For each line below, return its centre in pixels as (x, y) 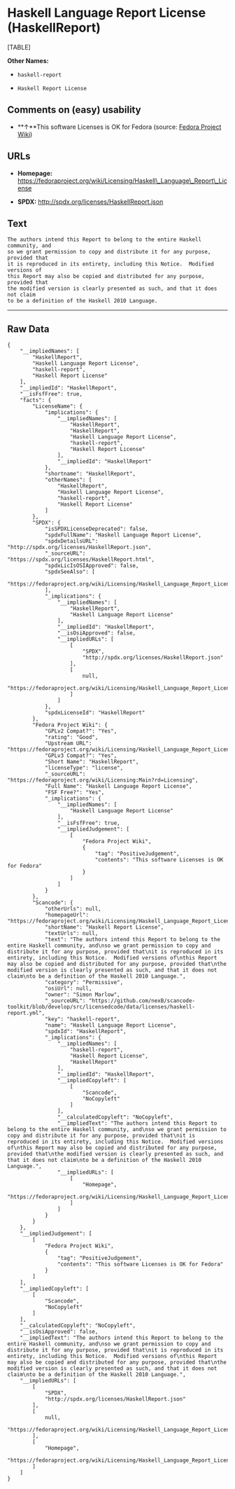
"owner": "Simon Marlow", (82, 995)
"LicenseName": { (57, 407)
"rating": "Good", (71, 737)
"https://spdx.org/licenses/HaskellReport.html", (81, 560)
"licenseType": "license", (84, 768)
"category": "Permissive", (84, 983)
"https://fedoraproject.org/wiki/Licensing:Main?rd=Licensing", (103, 780)
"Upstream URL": (68, 744)
